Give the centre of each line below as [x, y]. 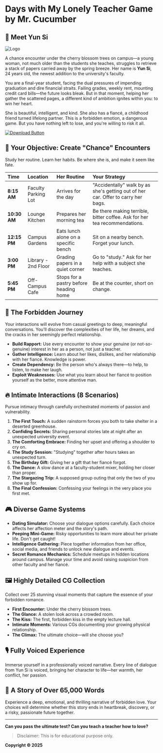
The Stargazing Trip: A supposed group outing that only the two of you [83, 478]
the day [65, 197]
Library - [38, 260]
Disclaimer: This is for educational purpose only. [65, 736]
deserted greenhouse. [34, 426]
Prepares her [71, 214]
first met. [21, 494]
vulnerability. [18, 412]
